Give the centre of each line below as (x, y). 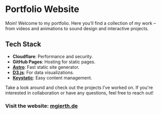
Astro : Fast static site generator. (46, 67)
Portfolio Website (42, 9)
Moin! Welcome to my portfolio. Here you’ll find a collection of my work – (80, 23)
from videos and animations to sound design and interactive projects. (77, 28)
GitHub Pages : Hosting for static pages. (54, 62)
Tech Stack (23, 44)
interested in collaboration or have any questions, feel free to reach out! (79, 93)
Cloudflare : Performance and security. (53, 56)
